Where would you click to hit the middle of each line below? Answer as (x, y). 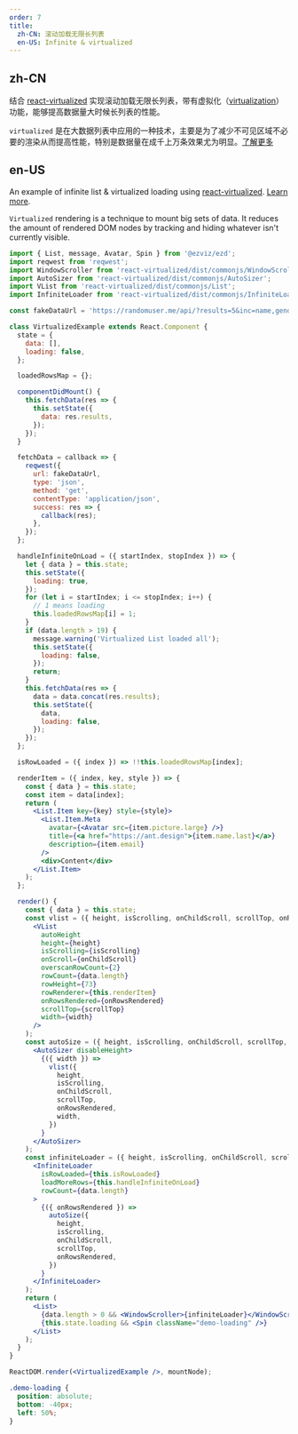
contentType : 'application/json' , (97, 498)
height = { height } (71, 943)
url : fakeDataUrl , (67, 474)
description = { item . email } (96, 844)
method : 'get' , (61, 490)
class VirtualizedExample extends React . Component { (109, 327)
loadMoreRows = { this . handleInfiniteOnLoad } (121, 1183)
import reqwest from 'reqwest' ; (69, 262)
